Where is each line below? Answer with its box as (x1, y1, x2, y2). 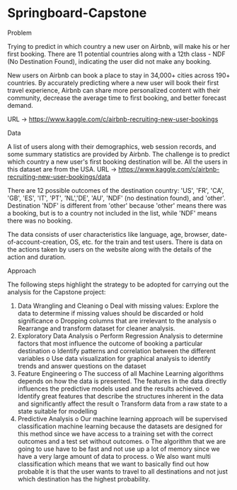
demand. (7, 101, 33, 109)
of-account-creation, (7, 238, 69, 246)
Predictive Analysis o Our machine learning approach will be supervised (17, 414, 228, 423)
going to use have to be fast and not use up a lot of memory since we (17, 445, 221, 453)
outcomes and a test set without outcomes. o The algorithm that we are (17, 437, 226, 445)
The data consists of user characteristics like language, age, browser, (7, 230, 210, 238)
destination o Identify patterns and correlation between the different (17, 346, 216, 355)
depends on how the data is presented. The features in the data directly (17, 377, 227, 385)
